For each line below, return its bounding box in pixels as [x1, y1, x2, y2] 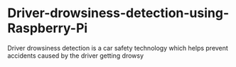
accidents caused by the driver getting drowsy [7, 51, 144, 60]
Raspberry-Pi [7, 20, 88, 36]
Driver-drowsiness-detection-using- [7, 5, 230, 21]
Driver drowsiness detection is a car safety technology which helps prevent [7, 43, 229, 52]
